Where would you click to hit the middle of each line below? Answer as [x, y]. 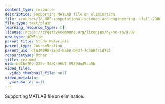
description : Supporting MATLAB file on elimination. [61, 14]
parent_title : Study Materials [37, 42]
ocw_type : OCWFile [24, 37]
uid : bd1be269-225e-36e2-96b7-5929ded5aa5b [50, 64]
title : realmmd [21, 60]
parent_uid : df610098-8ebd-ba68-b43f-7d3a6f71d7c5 [58, 50]
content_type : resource [29, 10]
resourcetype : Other [26, 55]
